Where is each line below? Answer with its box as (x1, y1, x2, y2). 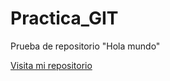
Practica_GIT (10, 7, 119, 30)
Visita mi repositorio (10, 59, 93, 71)
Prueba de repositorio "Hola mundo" (10, 40, 161, 52)
